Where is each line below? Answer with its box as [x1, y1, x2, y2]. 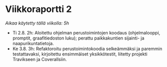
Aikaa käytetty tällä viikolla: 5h [5, 20, 69, 26]
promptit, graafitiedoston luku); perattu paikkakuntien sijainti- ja [12, 35, 145, 41]
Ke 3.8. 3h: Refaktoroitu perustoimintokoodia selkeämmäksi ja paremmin [12, 45, 162, 51]
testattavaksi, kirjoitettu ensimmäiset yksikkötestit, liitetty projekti [12, 51, 147, 57]
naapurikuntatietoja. [12, 40, 54, 46]
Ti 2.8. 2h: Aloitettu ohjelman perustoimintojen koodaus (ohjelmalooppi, [12, 29, 160, 35]
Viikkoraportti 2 [5, 3, 72, 15]
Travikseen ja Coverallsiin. [12, 56, 67, 62]
